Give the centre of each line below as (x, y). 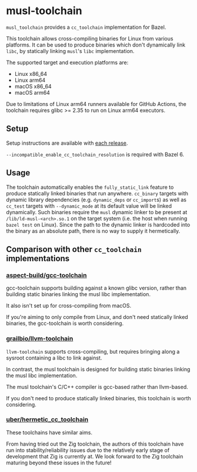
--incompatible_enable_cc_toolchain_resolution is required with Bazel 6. (95, 154)
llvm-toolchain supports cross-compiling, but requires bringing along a (93, 351)
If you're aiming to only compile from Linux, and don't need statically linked (97, 317)
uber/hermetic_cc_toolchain (47, 420)
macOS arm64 (32, 92)
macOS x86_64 (33, 86)
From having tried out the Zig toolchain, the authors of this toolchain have (95, 444)
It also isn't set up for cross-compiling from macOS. (69, 306)
